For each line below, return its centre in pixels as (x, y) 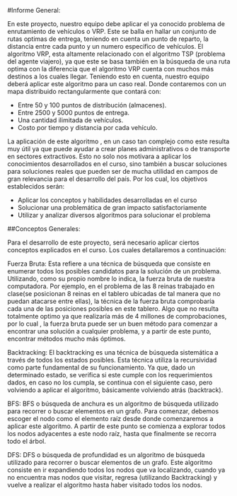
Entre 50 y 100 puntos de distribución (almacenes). (92, 105)
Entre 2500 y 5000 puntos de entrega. (73, 113)
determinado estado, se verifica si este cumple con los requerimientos (110, 375)
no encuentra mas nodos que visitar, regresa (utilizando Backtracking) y (112, 477)
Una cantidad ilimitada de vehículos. (70, 120)
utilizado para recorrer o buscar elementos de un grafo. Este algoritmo (110, 462)
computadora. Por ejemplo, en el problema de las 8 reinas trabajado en (111, 286)
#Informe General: (34, 10)
